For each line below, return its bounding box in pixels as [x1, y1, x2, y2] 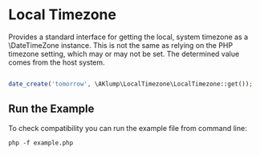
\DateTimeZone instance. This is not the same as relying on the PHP [8, 40, 234, 50]
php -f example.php [8, 138, 74, 147]
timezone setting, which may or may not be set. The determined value [8, 49, 240, 58]
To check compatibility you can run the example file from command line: [8, 123, 247, 133]
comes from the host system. [8, 58, 106, 67]
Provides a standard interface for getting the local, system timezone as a [8, 32, 249, 42]
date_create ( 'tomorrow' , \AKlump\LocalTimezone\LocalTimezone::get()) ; [8, 80, 253, 88]
